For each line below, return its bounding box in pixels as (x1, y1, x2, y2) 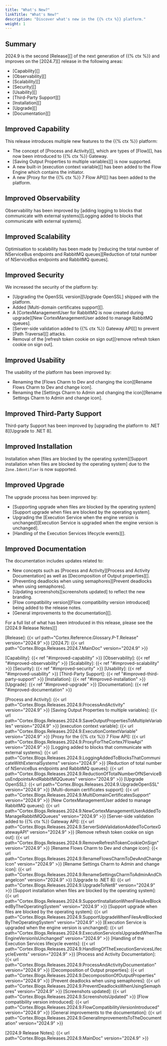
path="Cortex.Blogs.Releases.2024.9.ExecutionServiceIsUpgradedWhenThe (5, 930, 163, 936)
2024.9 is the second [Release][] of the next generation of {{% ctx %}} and (5, 53, 160, 59)
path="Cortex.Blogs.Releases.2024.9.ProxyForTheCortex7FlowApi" (5, 739, 144, 745)
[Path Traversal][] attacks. (12, 331, 66, 337)
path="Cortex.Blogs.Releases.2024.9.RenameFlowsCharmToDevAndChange (5, 856, 162, 862)
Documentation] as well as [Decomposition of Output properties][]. (12, 573, 150, 579)
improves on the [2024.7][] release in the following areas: (5, 58, 123, 64)
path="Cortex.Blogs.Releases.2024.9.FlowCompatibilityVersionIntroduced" (5, 1005, 160, 1011)
